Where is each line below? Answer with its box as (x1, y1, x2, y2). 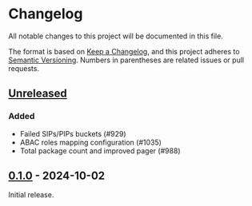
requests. (8, 63, 40, 73)
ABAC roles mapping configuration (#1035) (19, 137, 162, 147)
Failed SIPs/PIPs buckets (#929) (19, 129, 126, 138)
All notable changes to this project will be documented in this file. (8, 31, 224, 41)
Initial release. (8, 190, 54, 200)
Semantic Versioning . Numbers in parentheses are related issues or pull (8, 55, 245, 65)
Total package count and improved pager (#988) (19, 145, 182, 156)
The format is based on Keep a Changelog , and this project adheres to (8, 46, 240, 56)
